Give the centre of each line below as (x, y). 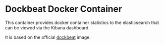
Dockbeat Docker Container (64, 9)
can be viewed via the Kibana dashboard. (48, 27)
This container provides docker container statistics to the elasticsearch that (82, 22)
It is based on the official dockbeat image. (48, 37)
